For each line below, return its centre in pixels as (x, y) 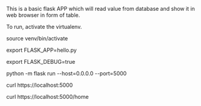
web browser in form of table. (43, 15)
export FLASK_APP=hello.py (41, 50)
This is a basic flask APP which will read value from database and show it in (101, 9)
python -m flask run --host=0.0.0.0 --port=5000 (67, 73)
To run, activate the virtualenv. (44, 27)
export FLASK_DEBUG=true (41, 62)
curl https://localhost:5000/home (48, 97)
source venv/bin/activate (37, 38)
